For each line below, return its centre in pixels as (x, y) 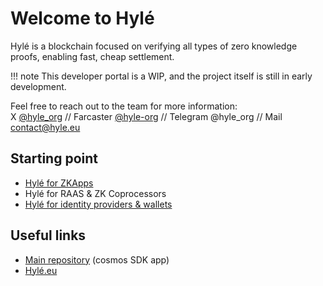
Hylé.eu (41, 270)
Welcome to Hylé (82, 18)
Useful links (48, 235)
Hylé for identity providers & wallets (98, 204)
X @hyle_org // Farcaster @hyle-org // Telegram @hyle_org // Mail (146, 116)
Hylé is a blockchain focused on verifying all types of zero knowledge (154, 46)
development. (38, 86)
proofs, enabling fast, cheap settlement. (92, 56)
